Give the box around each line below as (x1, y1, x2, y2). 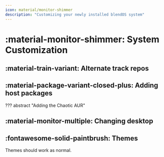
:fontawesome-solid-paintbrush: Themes (5, 134, 138, 142)
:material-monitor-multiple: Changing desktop (5, 117, 153, 125)
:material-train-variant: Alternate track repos (5, 64, 149, 73)
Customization (5, 44, 68, 56)
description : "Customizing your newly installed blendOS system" (5, 12, 144, 17)
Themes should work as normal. (5, 147, 72, 153)
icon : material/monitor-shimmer (5, 7, 73, 13)
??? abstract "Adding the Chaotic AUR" (5, 102, 85, 108)
